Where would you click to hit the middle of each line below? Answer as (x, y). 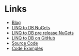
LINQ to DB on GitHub (33, 38)
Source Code (25, 43)
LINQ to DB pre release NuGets (42, 33)
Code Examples (27, 48)
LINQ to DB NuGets (31, 27)
